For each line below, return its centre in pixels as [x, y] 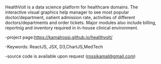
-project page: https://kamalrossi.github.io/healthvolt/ [59, 37]
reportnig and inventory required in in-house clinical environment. [72, 28]
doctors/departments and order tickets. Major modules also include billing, [81, 22]
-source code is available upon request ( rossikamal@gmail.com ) [70, 56]
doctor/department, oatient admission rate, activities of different [70, 17]
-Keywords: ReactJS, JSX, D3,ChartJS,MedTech [54, 47]
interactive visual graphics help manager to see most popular [67, 12]
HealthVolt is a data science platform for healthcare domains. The [72, 7]
